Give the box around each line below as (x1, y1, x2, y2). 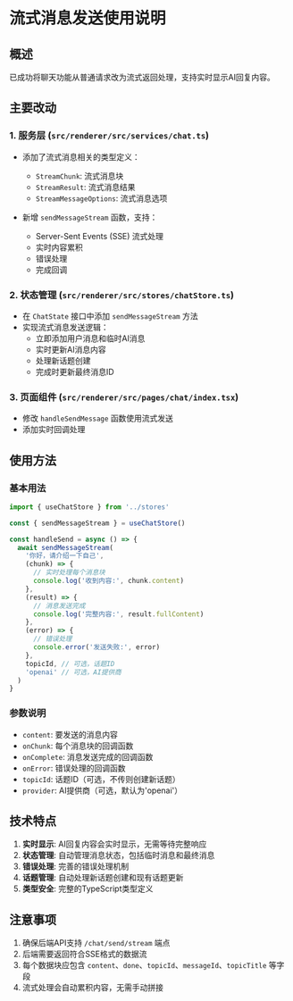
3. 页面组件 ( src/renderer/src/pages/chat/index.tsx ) (9, 390, 239, 403)
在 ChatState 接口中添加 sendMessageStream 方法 (21, 310, 198, 321)
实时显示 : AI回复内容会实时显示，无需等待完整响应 (21, 838, 207, 849)
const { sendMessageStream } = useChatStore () (9, 519, 186, 528)
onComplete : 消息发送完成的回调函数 (21, 751, 154, 762)
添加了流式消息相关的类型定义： (21, 151, 140, 162)
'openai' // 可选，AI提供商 (25, 667, 122, 677)
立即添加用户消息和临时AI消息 (35, 332, 146, 344)
